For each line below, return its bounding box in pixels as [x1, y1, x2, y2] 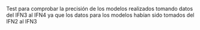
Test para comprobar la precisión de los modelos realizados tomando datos [6, 5, 193, 12]
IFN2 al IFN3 [6, 18, 37, 25]
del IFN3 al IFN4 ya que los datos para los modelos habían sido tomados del [6, 11, 195, 19]
